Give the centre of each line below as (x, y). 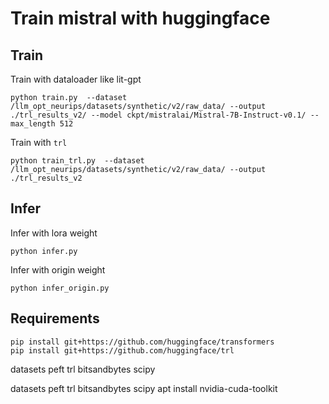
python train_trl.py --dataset (77, 161)
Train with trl (39, 142)
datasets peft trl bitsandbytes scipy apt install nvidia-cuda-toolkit (144, 388)
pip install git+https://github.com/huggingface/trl (122, 350)
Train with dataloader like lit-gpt (76, 79)
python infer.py (44, 251)
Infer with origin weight (58, 269)
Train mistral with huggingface (140, 18)
